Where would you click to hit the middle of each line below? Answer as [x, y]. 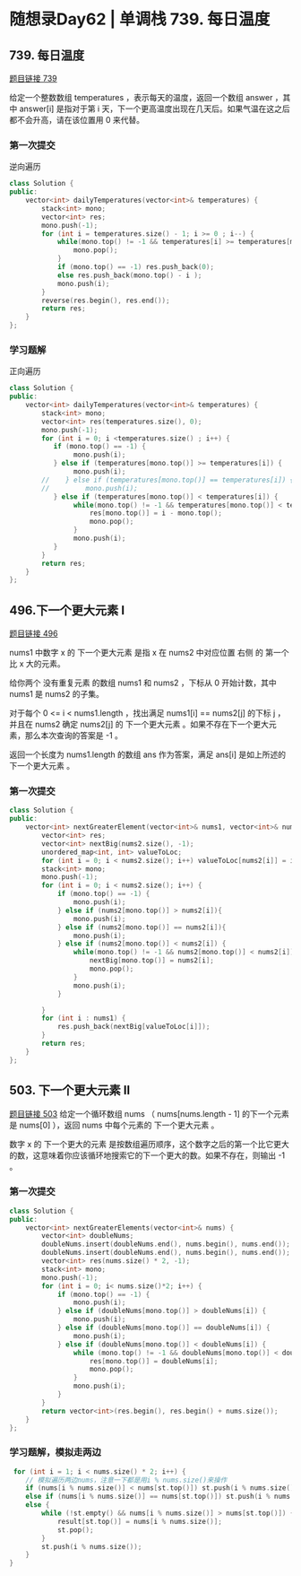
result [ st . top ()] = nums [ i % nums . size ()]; [139, 1521]
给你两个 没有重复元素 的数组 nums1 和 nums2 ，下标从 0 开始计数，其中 [143, 683]
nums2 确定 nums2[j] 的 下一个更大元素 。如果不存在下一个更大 [152, 725]
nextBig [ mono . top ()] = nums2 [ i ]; [152, 961]
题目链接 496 [34, 633]
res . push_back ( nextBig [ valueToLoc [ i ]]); [133, 1027]
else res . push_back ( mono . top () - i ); [129, 275]
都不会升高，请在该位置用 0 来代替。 [77, 120]
